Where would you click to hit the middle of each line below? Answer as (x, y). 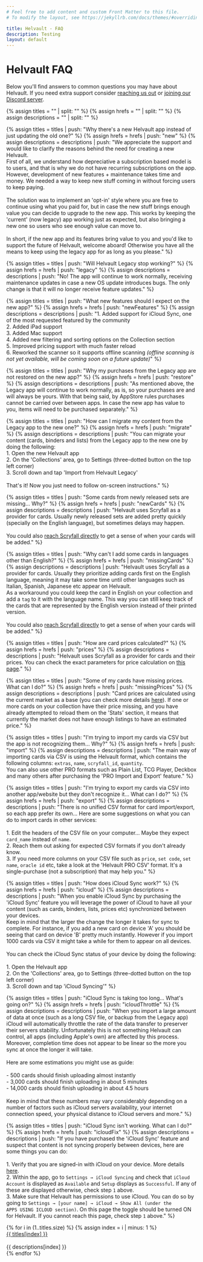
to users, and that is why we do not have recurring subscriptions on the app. (101, 168)
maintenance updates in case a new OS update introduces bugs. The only (98, 283)
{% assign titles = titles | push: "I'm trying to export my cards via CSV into (98, 788)
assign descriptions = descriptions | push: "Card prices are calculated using (101, 693)
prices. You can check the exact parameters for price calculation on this (96, 663)
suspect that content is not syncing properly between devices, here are (95, 1145)
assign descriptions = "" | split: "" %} (52, 118)
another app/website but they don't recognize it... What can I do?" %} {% (97, 794)
